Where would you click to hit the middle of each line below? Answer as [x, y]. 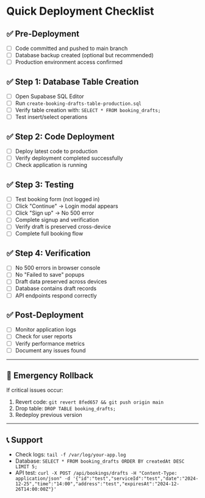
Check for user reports [44, 336]
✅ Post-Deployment [45, 315]
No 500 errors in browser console [58, 268]
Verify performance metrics [50, 343]
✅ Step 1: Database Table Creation [73, 81]
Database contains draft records [56, 288]
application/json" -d [42, 479]
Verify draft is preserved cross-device [63, 227]
